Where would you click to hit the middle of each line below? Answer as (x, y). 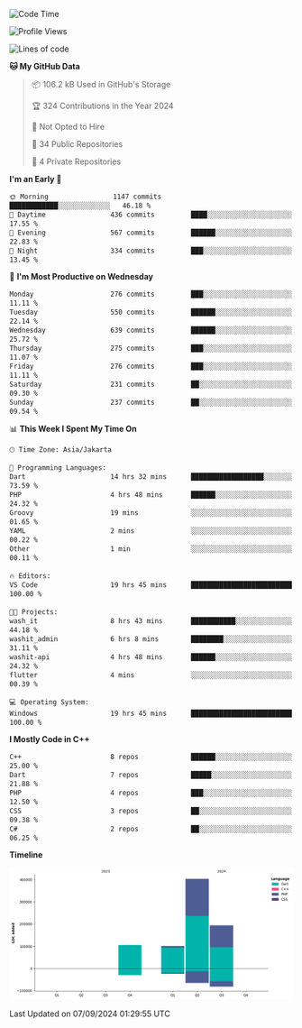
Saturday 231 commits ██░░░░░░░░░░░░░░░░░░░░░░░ (151, 384)
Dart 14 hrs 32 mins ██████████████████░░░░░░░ (151, 477)
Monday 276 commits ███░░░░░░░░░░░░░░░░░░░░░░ (151, 294)
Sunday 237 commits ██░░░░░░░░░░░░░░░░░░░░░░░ (151, 402)
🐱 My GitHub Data (45, 66)
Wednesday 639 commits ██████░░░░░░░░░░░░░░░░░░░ (151, 330)
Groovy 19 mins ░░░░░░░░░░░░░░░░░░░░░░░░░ (151, 513)
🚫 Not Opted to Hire (68, 127)
